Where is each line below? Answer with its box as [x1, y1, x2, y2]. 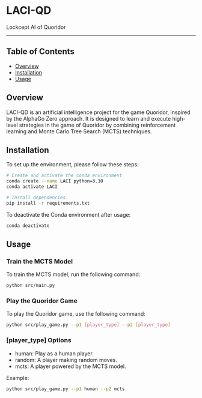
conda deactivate [6, 223, 50, 229]
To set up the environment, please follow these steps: [6, 161, 139, 168]
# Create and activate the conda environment [6, 172, 122, 179]
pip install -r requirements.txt [6, 200, 90, 206]
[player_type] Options [6, 336, 72, 345]
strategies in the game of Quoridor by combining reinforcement [19, 121, 176, 128]
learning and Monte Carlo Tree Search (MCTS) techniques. [6, 127, 152, 135]
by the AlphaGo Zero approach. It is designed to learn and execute [6, 115, 171, 122]
